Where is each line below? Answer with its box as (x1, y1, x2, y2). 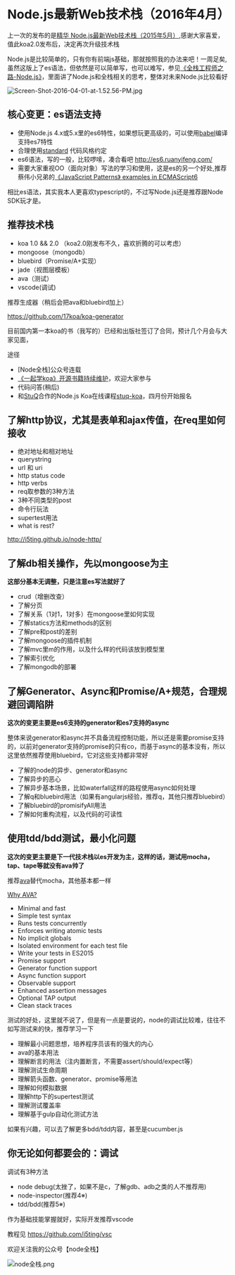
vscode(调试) (17, 283, 56, 291)
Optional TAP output (17, 994, 76, 1002)
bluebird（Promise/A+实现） (17, 256, 101, 265)
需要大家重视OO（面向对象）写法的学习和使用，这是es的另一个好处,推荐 (17, 163, 227, 172)
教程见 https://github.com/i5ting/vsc (7, 1229, 113, 1238)
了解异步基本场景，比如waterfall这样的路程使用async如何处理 (17, 784, 196, 792)
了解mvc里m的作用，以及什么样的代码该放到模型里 (17, 645, 165, 654)
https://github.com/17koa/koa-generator (7, 312, 124, 320)
